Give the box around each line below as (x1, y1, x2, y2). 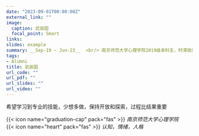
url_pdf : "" (6, 75, 36, 81)
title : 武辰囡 (6, 64, 38, 70)
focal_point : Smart (11, 31, 60, 37)
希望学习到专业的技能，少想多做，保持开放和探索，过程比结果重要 (6, 103, 167, 110)
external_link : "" (6, 14, 52, 20)
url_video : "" (6, 86, 41, 92)
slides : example (6, 42, 46, 48)
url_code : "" (6, 69, 38, 75)
